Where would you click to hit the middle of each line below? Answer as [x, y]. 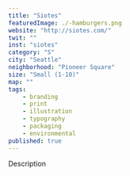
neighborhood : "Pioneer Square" [61, 67]
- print [35, 104]
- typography [44, 119]
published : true [35, 141]
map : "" [21, 82]
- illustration [48, 112]
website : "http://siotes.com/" [60, 30]
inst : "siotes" [33, 45]
